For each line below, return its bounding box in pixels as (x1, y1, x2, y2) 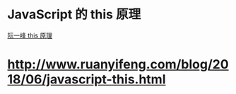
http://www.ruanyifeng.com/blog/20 (7, 57, 229, 73)
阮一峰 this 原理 (7, 31, 53, 40)
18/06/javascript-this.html (7, 71, 166, 88)
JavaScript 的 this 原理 (7, 6, 141, 23)
